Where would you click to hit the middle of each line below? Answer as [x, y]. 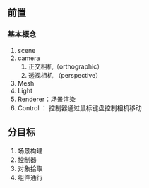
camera [29, 58]
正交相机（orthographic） [66, 66]
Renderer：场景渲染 [47, 99]
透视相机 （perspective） [65, 75]
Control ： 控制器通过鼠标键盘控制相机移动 [79, 107]
